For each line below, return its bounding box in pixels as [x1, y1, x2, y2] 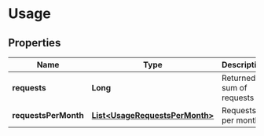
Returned [221, 72, 256, 83]
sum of [221, 83, 247, 93]
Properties [8, 36, 61, 50]
